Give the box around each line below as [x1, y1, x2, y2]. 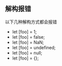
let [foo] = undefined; [12, 44, 56, 51]
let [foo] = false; [12, 34, 45, 40]
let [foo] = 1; [12, 29, 37, 35]
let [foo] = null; [12, 50, 43, 56]
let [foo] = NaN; [12, 39, 44, 45]
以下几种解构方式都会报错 [5, 19, 57, 25]
